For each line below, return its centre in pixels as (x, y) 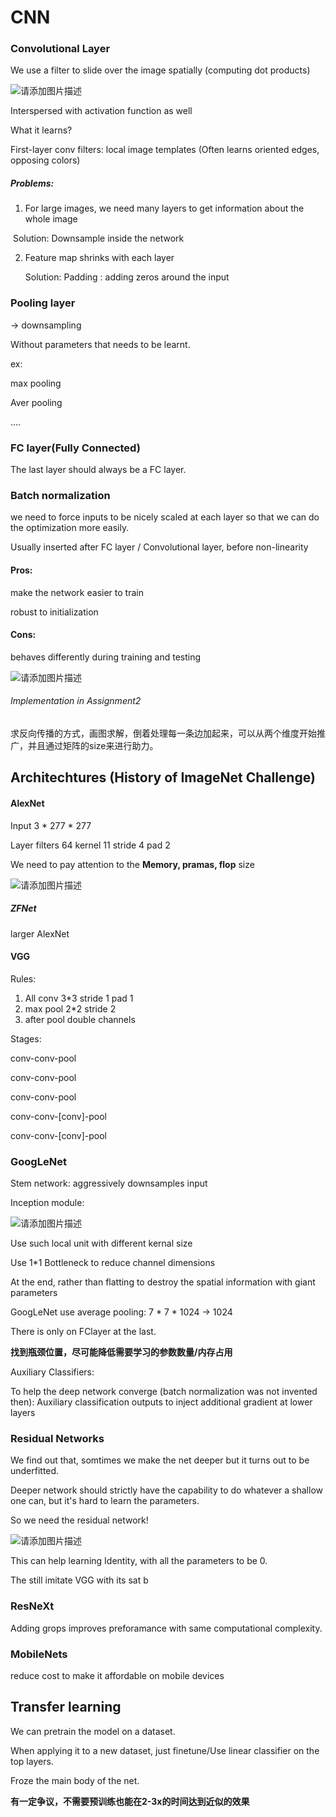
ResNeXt (32, 1606)
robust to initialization (54, 612)
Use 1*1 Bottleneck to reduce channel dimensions (113, 1263)
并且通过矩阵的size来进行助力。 (93, 745)
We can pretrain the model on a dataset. (93, 1731)
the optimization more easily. (70, 528)
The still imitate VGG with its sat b (79, 1580)
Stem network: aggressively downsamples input (109, 1183)
